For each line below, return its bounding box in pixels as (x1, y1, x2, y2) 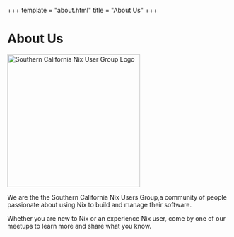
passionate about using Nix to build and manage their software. (7, 200, 192, 209)
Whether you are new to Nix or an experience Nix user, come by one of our (7, 214, 226, 222)
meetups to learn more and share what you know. (7, 221, 152, 230)
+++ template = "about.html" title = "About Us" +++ (7, 6, 158, 14)
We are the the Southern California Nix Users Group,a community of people (7, 192, 228, 201)
